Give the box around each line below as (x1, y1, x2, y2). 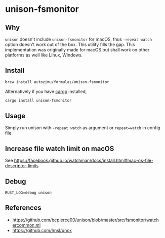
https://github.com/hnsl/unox (12, 227, 72, 233)
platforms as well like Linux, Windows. (5, 52, 83, 58)
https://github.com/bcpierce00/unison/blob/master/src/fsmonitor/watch (12, 217, 159, 223)
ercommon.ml (12, 222, 41, 228)
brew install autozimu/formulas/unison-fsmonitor (5, 79, 110, 85)
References (5, 204, 41, 212)
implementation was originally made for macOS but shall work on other (5, 47, 150, 52)
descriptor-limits (5, 163, 39, 169)
